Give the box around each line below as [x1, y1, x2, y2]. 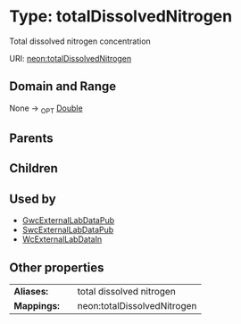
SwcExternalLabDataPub [21, 225, 114, 236]
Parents [9, 130, 54, 145]
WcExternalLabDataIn [21, 234, 103, 245]
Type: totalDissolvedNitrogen [9, 6, 233, 27]
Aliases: [13, 285, 49, 297]
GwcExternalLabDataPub [21, 215, 115, 226]
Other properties [9, 260, 104, 275]
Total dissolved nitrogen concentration [9, 36, 152, 46]
